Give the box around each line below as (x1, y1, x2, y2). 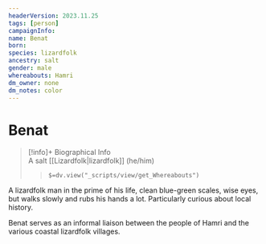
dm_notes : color (8, 86, 63, 95)
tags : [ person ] (8, 19, 59, 27)
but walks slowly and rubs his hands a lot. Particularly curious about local (8, 194, 252, 204)
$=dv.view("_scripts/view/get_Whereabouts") (47, 172, 200, 180)
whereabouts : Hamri (8, 71, 74, 79)
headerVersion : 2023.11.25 (8, 11, 99, 20)
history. (8, 202, 34, 213)
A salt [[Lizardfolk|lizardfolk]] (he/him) (27, 156, 155, 165)
